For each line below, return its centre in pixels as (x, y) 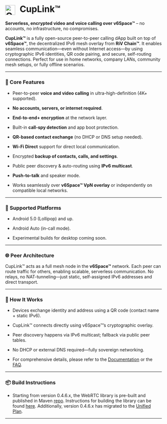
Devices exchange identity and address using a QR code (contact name (85, 310)
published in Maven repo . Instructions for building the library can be (82, 401)
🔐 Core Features (25, 82)
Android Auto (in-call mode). (42, 228)
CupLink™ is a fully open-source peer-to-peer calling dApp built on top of (81, 38)
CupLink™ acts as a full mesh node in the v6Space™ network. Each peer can (83, 266)
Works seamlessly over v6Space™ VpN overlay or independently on (82, 185)
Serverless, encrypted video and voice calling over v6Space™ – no (75, 23)
